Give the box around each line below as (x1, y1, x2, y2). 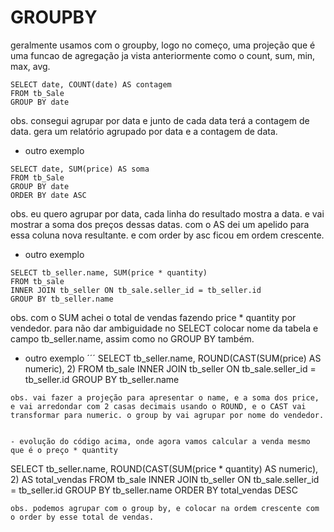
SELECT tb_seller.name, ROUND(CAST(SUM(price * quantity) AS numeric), (10, 462, 319, 475)
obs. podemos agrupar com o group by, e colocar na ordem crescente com (10, 503, 320, 513)
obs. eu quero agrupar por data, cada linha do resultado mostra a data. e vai (10, 207, 325, 220)
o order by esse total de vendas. (10, 512, 155, 522)
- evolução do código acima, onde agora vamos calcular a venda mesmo (10, 436, 311, 446)
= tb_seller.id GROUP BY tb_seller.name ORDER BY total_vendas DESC (10, 484, 298, 496)
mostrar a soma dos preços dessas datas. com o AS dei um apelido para (10, 218, 310, 230)
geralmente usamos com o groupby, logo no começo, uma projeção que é (10, 39, 316, 51)
